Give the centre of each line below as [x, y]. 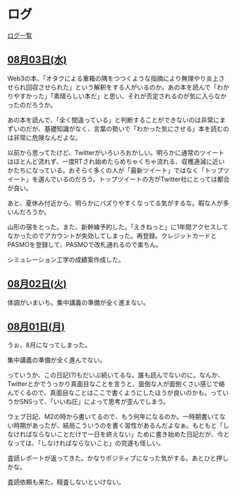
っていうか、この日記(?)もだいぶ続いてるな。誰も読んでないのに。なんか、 [116, 375]
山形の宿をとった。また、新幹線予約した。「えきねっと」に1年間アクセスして [118, 226]
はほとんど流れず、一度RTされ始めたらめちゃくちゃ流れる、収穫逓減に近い [116, 161]
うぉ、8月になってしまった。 [49, 345]
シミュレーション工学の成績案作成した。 [66, 260]
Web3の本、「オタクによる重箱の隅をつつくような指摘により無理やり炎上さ [116, 78]
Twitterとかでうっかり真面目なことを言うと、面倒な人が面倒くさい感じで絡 [116, 384]
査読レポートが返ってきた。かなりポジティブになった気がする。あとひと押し [118, 458]
